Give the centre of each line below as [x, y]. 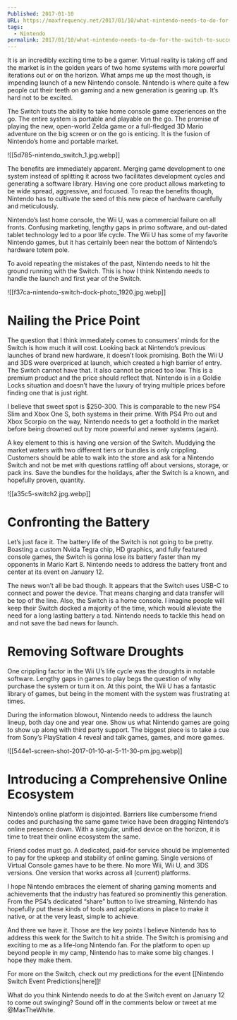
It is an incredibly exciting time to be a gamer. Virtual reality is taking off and [117, 60]
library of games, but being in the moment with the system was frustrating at [119, 693]
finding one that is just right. [48, 393]
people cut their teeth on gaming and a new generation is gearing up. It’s [113, 90]
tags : [15, 27]
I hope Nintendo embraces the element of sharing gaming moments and [112, 886]
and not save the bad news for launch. [63, 623]
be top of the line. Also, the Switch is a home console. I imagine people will [116, 600]
